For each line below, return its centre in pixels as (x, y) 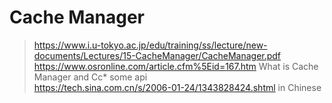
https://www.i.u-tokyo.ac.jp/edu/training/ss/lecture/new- (150, 45)
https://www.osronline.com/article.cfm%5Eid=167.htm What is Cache (176, 66)
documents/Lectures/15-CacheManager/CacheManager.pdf (157, 55)
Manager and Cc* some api (90, 77)
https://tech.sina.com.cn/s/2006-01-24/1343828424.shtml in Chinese (177, 87)
